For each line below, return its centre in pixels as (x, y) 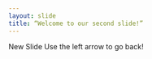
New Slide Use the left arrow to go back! (76, 46)
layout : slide (33, 16)
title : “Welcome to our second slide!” (76, 23)
